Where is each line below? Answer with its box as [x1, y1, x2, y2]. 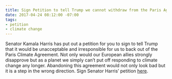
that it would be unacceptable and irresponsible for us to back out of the [5, 46, 158, 52]
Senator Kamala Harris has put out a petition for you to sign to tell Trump [5, 41, 158, 47]
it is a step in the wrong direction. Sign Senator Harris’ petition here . [5, 68, 148, 74]
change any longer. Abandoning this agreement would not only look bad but [5, 63, 165, 69]
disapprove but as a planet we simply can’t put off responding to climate [5, 57, 158, 63]
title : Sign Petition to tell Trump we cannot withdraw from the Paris [5, 7, 161, 13]
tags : [5, 17, 17, 22]
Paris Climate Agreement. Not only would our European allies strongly [5, 52, 153, 58]
